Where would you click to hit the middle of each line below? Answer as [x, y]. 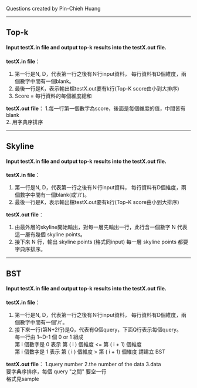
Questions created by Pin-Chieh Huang [53, 9]
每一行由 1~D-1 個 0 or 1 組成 [49, 337]
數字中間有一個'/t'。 [44, 322]
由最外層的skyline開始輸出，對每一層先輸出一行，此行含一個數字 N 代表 [101, 227]
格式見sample [23, 379]
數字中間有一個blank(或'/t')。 [55, 195]
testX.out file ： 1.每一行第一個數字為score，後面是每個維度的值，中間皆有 [96, 108]
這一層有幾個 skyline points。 [50, 235]
